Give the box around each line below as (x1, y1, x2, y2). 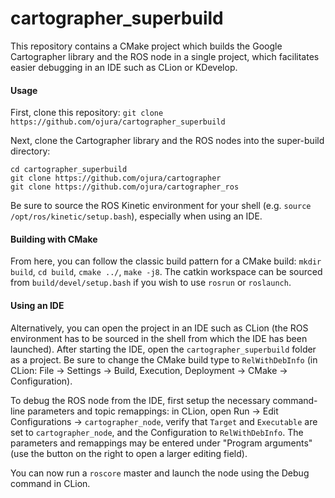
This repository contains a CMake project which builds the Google (10, 40, 283, 52)
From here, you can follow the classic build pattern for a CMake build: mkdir (10, 255, 322, 267)
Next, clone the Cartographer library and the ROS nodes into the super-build (10, 135, 325, 147)
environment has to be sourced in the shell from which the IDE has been (10, 332, 308, 344)
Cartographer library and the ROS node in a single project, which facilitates (10, 50, 320, 62)
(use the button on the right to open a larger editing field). (10, 447, 248, 459)
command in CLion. (10, 477, 91, 489)
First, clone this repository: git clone (10, 107, 164, 119)
